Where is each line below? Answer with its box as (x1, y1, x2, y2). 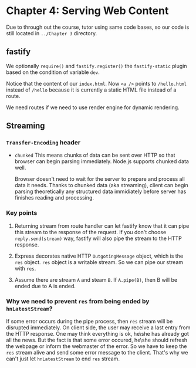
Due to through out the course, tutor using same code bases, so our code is (6, 23, 190, 31)
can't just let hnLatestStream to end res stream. (6, 355, 120, 362)
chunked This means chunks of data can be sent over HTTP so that (14, 151, 175, 159)
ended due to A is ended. (14, 282, 76, 289)
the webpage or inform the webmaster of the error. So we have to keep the (6, 343, 187, 350)
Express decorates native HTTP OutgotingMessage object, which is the (14, 252, 184, 259)
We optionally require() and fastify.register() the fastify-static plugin (6, 62, 187, 69)
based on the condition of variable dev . (6, 69, 100, 76)
